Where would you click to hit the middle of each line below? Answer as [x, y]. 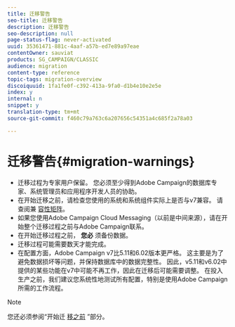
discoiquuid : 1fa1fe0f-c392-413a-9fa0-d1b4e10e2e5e [84, 86]
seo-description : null [40, 33]
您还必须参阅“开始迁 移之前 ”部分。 [58, 316]
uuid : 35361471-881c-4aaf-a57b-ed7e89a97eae [73, 46]
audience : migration [38, 66]
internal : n [25, 99]
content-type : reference [43, 72]
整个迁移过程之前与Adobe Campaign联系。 [86, 226]
